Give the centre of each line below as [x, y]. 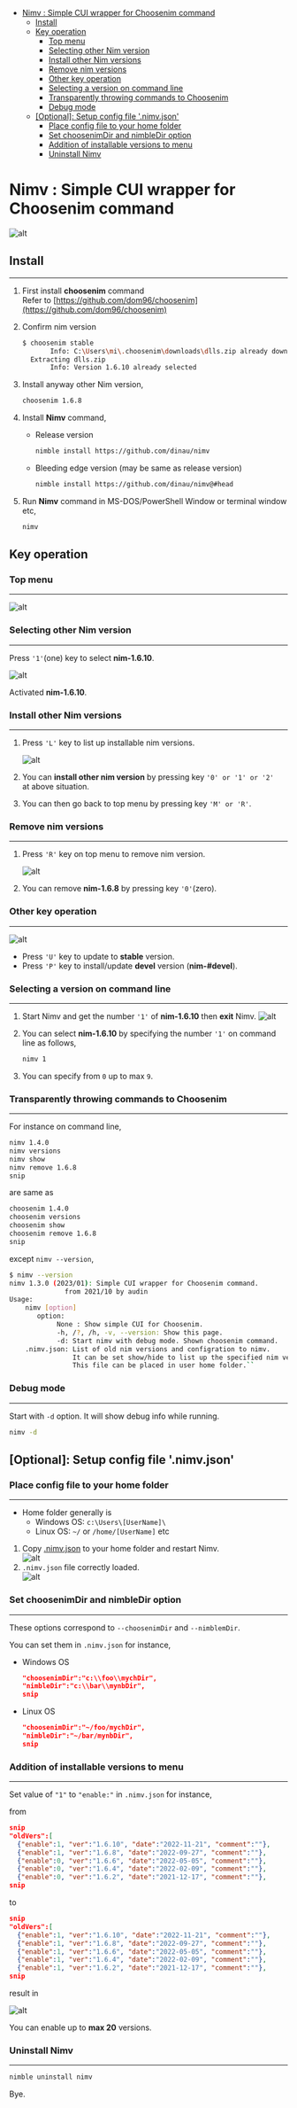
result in [24, 1994]
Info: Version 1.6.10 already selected [123, 368]
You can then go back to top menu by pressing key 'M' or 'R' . [137, 804]
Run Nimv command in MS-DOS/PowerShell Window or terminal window [154, 501]
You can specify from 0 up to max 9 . [87, 1076]
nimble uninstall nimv [51, 2077]
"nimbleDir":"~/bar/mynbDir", [78, 1736]
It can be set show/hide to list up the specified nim [175, 1357]
